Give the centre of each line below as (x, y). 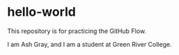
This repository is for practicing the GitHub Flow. (77, 31)
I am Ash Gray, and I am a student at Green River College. (89, 44)
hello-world (42, 12)
